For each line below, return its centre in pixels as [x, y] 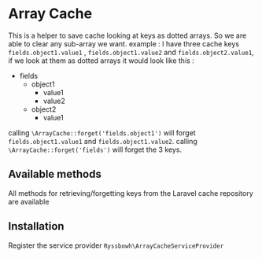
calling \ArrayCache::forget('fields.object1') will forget [102, 133]
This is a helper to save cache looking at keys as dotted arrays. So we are [127, 35]
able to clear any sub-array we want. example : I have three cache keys [124, 43]
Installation [36, 226]
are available [29, 201]
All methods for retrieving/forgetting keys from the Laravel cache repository [131, 193]
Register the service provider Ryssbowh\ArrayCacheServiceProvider [116, 245]
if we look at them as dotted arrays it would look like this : [101, 61]
